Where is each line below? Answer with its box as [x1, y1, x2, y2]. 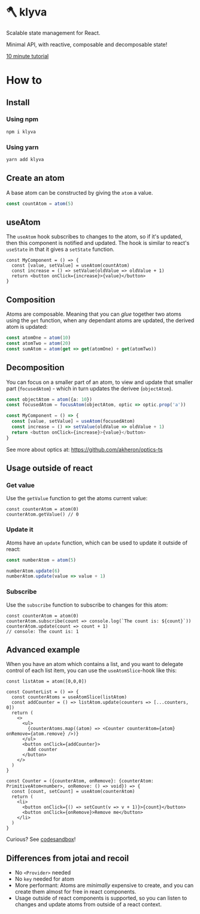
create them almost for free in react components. [14, 888, 137, 895]
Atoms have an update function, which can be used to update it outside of [6, 539, 187, 546]
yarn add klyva [6, 156, 44, 162]
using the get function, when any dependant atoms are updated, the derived [6, 317, 195, 324]
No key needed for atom [14, 876, 75, 883]
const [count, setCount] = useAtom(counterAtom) [11, 789, 135, 795]
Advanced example [6, 645, 80, 655]
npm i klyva [6, 129, 36, 135]
